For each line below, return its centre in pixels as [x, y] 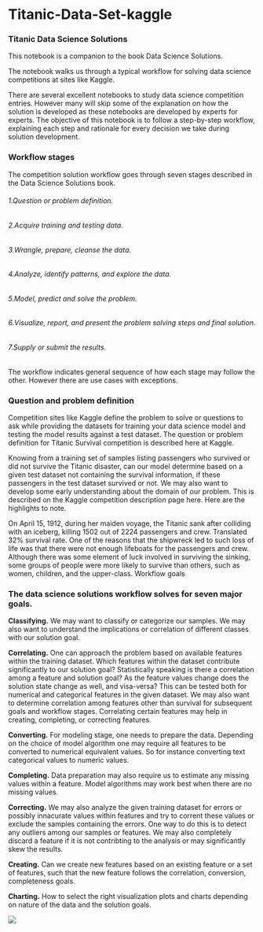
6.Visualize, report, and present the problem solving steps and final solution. [132, 323]
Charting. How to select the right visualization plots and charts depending [128, 897]
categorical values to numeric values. [69, 760]
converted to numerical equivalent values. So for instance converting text [127, 752]
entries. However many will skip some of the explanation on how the [119, 103]
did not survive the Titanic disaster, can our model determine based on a [126, 466]
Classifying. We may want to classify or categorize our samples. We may [127, 621]
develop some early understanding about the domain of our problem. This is [131, 491]
